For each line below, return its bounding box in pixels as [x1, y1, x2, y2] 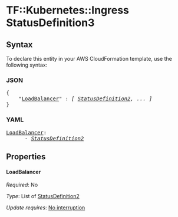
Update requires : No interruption [6, 204, 85, 211]
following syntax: [6, 61, 48, 68]
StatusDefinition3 [6, 16, 95, 29]
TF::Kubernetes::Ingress [6, 4, 130, 17]
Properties [6, 152, 46, 162]
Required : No [6, 181, 38, 189]
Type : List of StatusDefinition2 [6, 193, 80, 200]
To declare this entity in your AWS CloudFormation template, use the [6, 55, 172, 62]
